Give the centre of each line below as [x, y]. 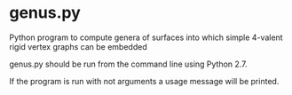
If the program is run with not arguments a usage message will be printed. [144, 81]
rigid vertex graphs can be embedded [79, 46]
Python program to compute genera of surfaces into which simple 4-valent [146, 37]
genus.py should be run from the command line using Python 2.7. [128, 64]
